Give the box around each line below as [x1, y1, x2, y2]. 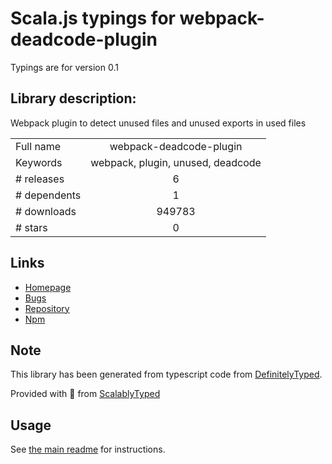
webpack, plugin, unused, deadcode [90, 155, 262, 169]
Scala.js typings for [10, 7, 176, 30]
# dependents [15, 188, 82, 202]
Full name [15, 139, 62, 153]
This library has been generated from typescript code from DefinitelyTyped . [10, 368, 323, 381]
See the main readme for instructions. [10, 443, 166, 456]
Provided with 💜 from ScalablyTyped [10, 388, 161, 400]
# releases [15, 172, 65, 186]
